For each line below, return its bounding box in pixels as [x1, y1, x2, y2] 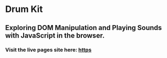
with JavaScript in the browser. [5, 31, 105, 39]
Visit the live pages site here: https [5, 46, 92, 53]
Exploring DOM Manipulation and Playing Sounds [5, 23, 162, 32]
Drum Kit [5, 3, 43, 15]
